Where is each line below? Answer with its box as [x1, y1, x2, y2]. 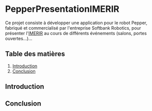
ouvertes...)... [5, 36, 33, 41]
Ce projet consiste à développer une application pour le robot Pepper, [5, 20, 148, 26]
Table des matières [5, 50, 65, 58]
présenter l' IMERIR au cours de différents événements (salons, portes [5, 30, 147, 36]
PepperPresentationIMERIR [5, 3, 120, 15]
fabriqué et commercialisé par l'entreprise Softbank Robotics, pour [5, 25, 141, 31]
